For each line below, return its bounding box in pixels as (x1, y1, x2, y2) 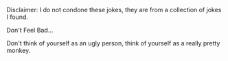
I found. (6, 13, 29, 21)
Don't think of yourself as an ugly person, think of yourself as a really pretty (6, 39, 220, 47)
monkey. (6, 47, 31, 54)
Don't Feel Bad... (6, 26, 54, 34)
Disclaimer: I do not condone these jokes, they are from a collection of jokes (6, 6, 222, 14)
